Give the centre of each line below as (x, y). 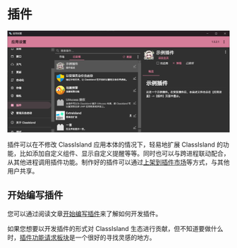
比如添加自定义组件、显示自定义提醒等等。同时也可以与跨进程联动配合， (124, 153)
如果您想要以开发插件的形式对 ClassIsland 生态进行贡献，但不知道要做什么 (115, 228)
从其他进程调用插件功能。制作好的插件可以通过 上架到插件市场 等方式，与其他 (119, 162)
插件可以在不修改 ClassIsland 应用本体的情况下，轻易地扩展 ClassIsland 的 (115, 144)
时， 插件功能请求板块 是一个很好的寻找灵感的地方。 (81, 237)
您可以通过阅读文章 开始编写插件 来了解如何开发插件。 (85, 213)
